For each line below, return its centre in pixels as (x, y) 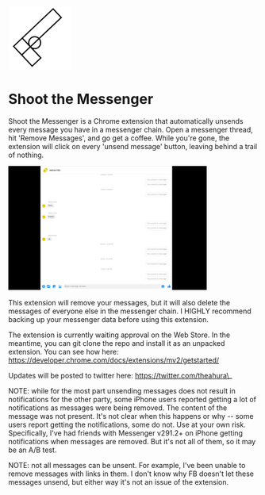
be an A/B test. (33, 450)
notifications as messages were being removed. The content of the (118, 408)
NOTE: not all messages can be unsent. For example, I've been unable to (127, 465)
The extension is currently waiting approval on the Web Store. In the (119, 335)
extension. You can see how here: (63, 351)
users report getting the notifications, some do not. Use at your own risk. (127, 424)
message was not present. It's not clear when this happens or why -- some (131, 416)
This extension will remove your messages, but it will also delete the (119, 302)
